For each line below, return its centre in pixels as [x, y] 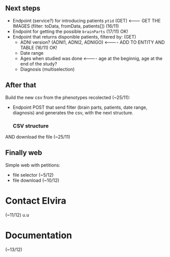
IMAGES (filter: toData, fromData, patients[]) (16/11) [66, 26]
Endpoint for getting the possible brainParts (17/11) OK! [70, 31]
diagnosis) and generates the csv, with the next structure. [73, 113]
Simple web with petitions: [33, 165]
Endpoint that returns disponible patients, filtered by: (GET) [74, 37]
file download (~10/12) [36, 180]
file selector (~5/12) [33, 175]
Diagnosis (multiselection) [47, 69]
